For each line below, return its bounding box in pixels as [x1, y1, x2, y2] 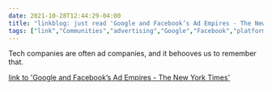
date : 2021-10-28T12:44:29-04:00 [8, 11, 121, 20]
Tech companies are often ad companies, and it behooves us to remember [8, 49, 257, 59]
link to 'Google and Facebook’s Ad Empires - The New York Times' [8, 73, 231, 83]
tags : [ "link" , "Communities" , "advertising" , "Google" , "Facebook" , [8, 27, 233, 35]
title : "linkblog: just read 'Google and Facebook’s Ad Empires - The [8, 19, 252, 27]
